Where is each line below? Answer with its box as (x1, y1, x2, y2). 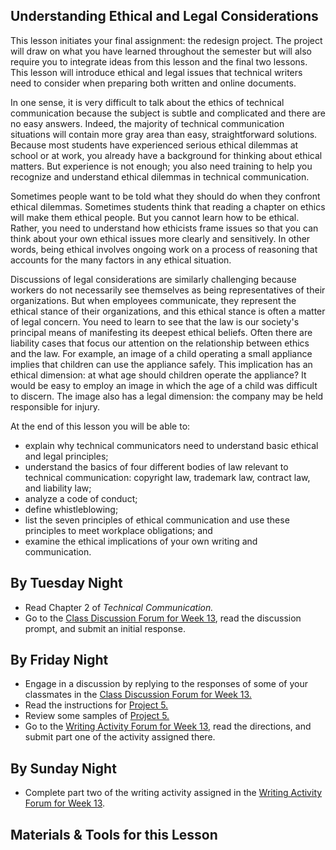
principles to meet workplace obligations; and (24, 524, 213, 536)
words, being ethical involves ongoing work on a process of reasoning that (10, 243, 318, 255)
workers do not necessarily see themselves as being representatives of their (10, 284, 326, 296)
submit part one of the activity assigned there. (24, 731, 216, 743)
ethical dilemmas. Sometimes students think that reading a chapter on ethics (10, 200, 326, 213)
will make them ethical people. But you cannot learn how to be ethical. (10, 211, 300, 223)
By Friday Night (10, 652, 109, 669)
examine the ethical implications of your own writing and (24, 535, 258, 547)
